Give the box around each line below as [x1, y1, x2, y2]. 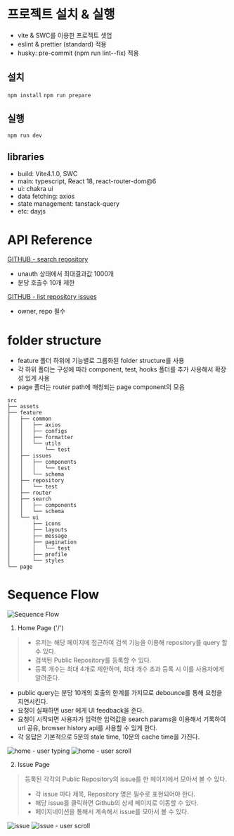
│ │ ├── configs [7, 428, 68, 435]
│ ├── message [7, 533, 68, 540]
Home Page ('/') [17, 624, 65, 632]
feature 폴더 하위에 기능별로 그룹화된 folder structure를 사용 [17, 357, 185, 365]
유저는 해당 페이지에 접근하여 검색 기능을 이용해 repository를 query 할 [34, 639, 228, 647]
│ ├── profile [7, 551, 68, 558]
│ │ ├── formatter [7, 434, 74, 441]
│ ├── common [7, 415, 52, 423]
